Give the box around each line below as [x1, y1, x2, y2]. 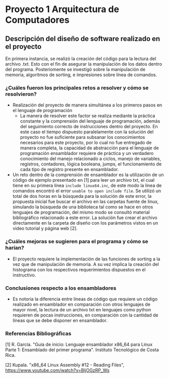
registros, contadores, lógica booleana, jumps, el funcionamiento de [20, 161, 162, 167]
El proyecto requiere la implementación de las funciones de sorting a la [12, 256, 160, 262]
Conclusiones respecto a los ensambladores [5, 284, 117, 291]
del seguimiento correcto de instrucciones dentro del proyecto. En [20, 124, 158, 130]
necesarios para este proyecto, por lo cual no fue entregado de [20, 140, 152, 146]
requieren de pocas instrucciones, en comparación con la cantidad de [12, 312, 158, 318]
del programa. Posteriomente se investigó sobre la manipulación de [5, 67, 145, 72]
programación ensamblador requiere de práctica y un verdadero [20, 150, 154, 156]
